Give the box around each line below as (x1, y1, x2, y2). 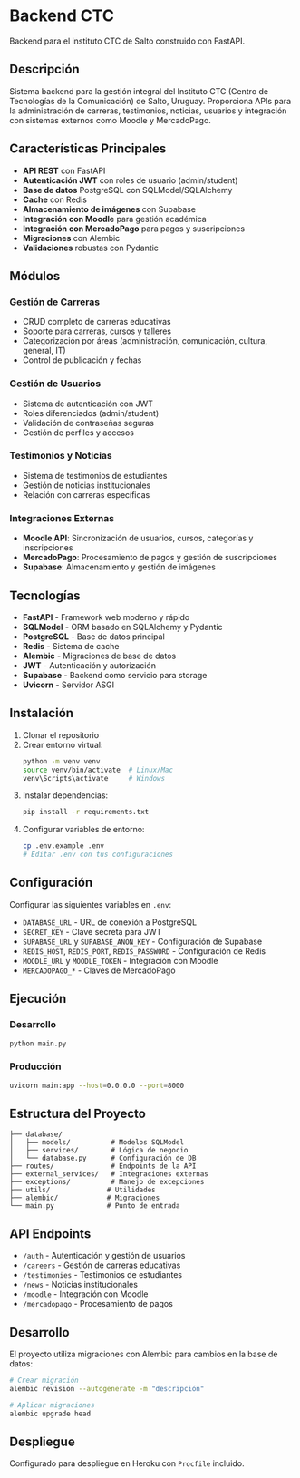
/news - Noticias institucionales (22, 1279, 139, 1290)
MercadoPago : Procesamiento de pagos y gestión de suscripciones (22, 552, 278, 563)
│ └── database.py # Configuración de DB (9, 1153, 197, 1163)
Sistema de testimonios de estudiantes (22, 470, 168, 481)
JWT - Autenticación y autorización (22, 659, 157, 671)
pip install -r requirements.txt (22, 808, 150, 817)
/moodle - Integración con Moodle (22, 1288, 149, 1299)
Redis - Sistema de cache (22, 640, 120, 651)
